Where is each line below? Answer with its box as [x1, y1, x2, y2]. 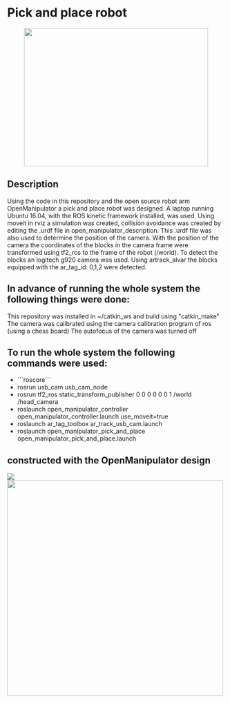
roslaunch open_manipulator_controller [17, 405, 129, 414]
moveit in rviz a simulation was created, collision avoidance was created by [7, 219, 221, 227]
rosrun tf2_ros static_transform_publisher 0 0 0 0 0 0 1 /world [17, 390, 192, 398]
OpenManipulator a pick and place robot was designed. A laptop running [7, 204, 214, 212]
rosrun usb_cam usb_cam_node [17, 383, 108, 392]
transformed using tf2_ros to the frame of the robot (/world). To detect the [7, 248, 218, 256]
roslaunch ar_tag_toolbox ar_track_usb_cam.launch [17, 420, 162, 428]
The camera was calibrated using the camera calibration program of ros [7, 319, 212, 327]
